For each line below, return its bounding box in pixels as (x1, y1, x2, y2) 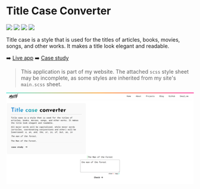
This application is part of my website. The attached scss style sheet (20, 68, 189, 75)
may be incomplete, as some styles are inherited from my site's (20, 74, 177, 81)
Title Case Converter (6, 4, 111, 18)
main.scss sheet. (20, 80, 62, 87)
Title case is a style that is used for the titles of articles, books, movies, (6, 36, 180, 43)
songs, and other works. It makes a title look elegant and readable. (6, 42, 170, 49)
